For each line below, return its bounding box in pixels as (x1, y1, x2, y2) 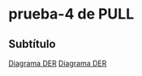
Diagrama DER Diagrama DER (8, 58, 107, 68)
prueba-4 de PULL (8, 5, 135, 23)
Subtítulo (8, 37, 56, 51)
